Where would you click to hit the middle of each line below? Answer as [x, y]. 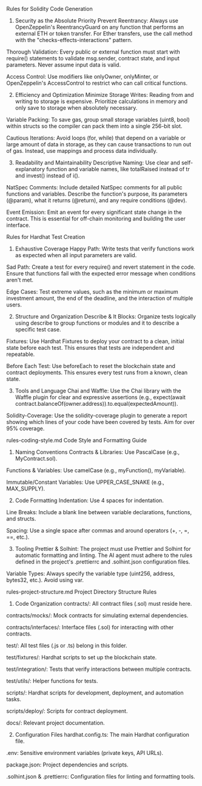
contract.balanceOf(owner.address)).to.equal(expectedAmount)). [96, 404]
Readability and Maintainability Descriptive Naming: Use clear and [97, 163]
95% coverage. [25, 428]
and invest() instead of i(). [47, 175]
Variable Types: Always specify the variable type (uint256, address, [90, 573]
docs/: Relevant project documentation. [56, 723]
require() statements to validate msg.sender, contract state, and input [93, 58]
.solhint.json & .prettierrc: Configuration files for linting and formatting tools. [101, 777]
